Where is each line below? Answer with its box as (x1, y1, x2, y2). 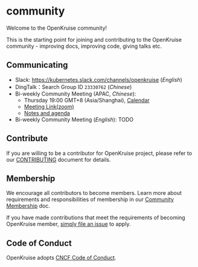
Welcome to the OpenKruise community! (6, 24, 107, 31)
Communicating (6, 60, 68, 70)
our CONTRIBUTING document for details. (6, 156, 111, 163)
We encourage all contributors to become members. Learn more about (6, 190, 182, 197)
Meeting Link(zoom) (24, 103, 74, 110)
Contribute (6, 133, 48, 143)
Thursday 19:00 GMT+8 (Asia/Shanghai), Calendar (24, 96, 150, 104)
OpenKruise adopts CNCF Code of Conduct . (6, 254, 117, 262)
